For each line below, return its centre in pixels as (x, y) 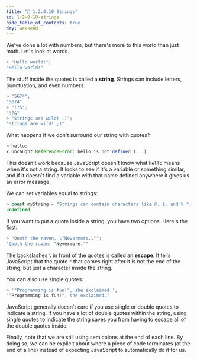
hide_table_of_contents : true (43, 23)
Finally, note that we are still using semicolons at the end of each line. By (95, 337)
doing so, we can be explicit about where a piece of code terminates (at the (98, 344)
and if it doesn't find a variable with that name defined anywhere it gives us (98, 175)
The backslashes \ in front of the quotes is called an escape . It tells (88, 255)
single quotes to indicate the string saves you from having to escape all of (96, 320)
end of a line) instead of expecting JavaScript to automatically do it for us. (96, 350)
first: (12, 227)
